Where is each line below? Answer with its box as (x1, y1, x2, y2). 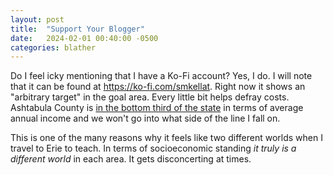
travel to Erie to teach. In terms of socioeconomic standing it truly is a (10, 142, 297, 155)
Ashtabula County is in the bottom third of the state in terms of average (10, 102, 304, 114)
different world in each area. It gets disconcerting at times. (10, 153, 252, 165)
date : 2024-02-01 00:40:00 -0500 (10, 33, 159, 43)
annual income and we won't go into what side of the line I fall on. (10, 112, 281, 125)
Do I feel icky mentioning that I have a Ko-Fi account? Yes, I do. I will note (10, 70, 313, 82)
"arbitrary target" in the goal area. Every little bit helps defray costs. (10, 91, 290, 103)
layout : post (10, 14, 65, 25)
